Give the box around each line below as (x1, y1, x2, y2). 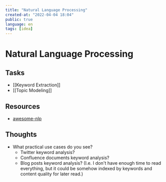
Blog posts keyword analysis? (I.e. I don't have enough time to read (20, 160, 161, 166)
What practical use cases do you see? (12, 143, 93, 150)
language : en (5, 21, 33, 27)
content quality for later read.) (20, 171, 84, 177)
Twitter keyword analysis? (20, 149, 75, 155)
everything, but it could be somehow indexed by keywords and (20, 165, 152, 171)
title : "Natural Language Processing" (5, 7, 88, 13)
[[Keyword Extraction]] (12, 82, 61, 88)
